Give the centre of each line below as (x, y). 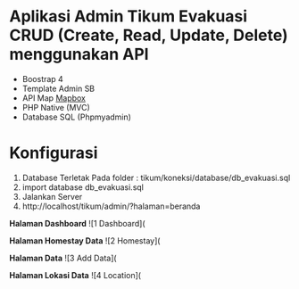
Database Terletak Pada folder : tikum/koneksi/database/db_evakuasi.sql (156, 178)
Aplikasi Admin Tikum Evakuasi (129, 17)
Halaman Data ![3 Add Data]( (63, 258)
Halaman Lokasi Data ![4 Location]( (75, 275)
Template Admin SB (58, 88)
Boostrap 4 (43, 78)
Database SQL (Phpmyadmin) (77, 117)
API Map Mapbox (54, 98)
